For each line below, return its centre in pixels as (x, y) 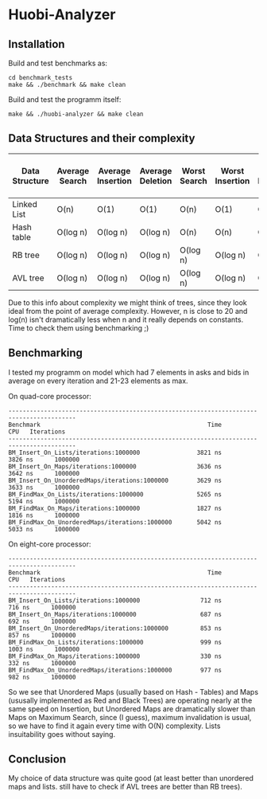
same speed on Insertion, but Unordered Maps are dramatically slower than (132, 709)
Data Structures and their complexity (102, 138)
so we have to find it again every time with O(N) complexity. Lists (114, 726)
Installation (37, 44)
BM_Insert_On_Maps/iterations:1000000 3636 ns (115, 466)
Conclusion (37, 760)
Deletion (156, 181)
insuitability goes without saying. (62, 734)
